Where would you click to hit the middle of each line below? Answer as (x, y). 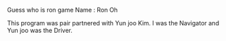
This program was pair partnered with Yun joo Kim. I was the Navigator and (113, 23)
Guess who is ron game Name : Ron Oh (62, 10)
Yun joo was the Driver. (40, 30)
